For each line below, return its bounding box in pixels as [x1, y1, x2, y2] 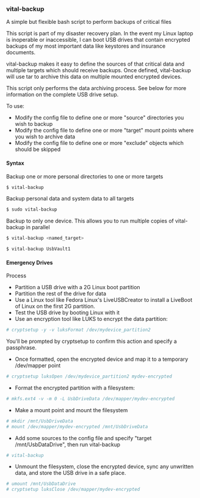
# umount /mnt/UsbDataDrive [6, 481, 76, 487]
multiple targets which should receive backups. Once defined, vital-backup [6, 67, 191, 74]
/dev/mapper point [14, 362, 61, 369]
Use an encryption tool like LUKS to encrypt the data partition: [14, 315, 168, 323]
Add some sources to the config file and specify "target [14, 434, 152, 441]
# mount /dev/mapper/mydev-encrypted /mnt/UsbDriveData [6, 423, 148, 429]
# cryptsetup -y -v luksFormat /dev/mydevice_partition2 [6, 327, 151, 333]
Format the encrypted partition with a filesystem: [14, 384, 136, 391]
